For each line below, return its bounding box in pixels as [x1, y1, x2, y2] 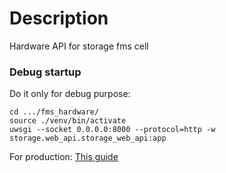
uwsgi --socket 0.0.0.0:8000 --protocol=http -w [9, 125, 216, 135]
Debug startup [9, 65, 82, 79]
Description [9, 7, 109, 30]
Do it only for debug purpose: [9, 88, 131, 100]
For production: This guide [9, 151, 119, 163]
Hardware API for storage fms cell [9, 40, 149, 52]
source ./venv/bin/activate [9, 116, 127, 126]
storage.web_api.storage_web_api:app [9, 133, 167, 144]
